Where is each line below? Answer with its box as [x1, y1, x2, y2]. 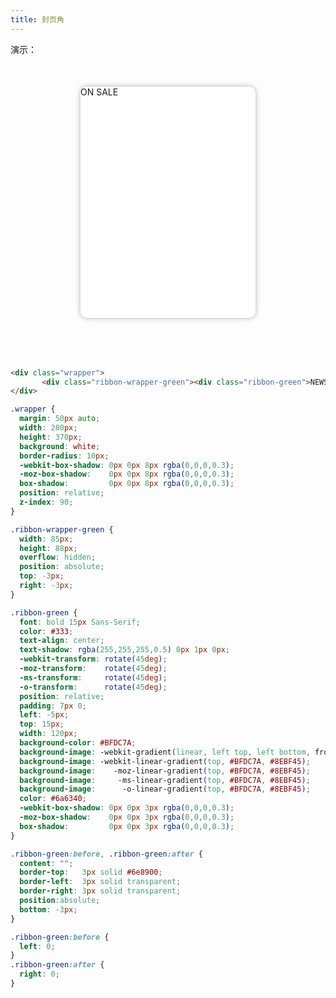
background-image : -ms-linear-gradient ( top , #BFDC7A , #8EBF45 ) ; [19, 775, 311, 785]
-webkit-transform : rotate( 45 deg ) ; [19, 654, 168, 665]
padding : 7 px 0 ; [19, 701, 87, 711]
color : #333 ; [19, 626, 74, 636]
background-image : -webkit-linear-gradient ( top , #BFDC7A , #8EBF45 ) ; [19, 756, 311, 766]
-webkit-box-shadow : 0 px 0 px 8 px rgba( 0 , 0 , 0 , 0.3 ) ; [19, 460, 235, 470]
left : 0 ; [19, 941, 56, 951]
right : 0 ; [19, 969, 60, 980]
